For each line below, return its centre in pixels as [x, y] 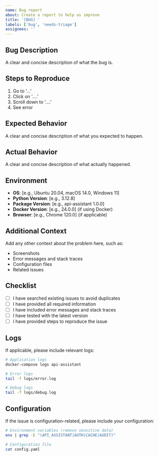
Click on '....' [26, 96]
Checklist [21, 286]
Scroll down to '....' [32, 102]
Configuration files [32, 264]
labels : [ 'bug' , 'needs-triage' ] [41, 24]
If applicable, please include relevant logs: [50, 350]
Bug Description [32, 50]
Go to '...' [22, 91]
